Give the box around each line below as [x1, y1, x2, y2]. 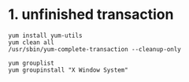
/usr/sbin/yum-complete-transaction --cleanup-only [8, 45, 181, 53]
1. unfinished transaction [8, 6, 174, 24]
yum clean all [8, 38, 55, 47]
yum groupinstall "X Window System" [8, 65, 128, 74]
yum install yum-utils [8, 32, 83, 39]
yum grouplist [8, 59, 55, 67]
